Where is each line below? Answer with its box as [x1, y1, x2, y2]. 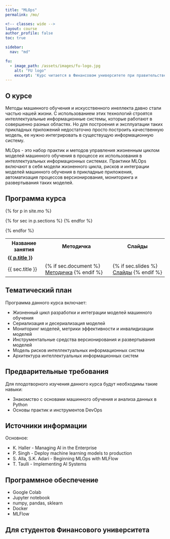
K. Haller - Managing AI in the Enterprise [12, 445, 97, 451]
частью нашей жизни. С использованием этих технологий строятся [5, 110, 153, 117]
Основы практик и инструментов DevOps [12, 407, 103, 413]
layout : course [5, 26, 37, 31]
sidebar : [5, 45, 24, 50]
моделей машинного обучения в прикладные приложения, [5, 169, 133, 175]
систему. [5, 138, 25, 144]
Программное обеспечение [5, 475, 99, 484]
